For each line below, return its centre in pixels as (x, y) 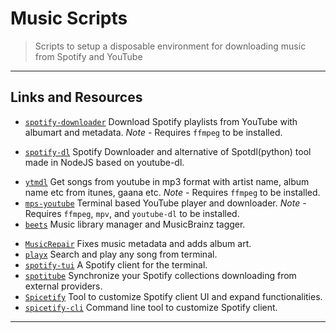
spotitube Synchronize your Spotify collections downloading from (160, 275)
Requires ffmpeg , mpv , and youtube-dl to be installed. (132, 213)
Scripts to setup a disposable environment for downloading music (170, 46)
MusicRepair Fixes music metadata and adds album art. (138, 243)
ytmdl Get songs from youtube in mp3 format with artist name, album (167, 181)
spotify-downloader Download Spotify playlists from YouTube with (161, 121)
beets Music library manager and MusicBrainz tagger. (135, 224)
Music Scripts (69, 18)
